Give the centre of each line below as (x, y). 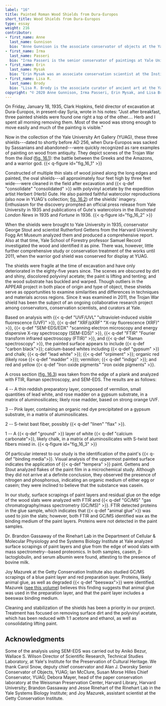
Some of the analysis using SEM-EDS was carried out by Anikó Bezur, (76, 651)
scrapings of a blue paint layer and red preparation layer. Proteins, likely (78, 577)
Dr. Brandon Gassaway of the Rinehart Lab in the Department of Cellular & (80, 536)
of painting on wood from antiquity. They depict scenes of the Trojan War (80, 153)
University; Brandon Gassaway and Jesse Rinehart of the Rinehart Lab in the (83, 688)
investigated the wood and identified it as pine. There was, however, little (79, 246)
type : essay (17, 24)
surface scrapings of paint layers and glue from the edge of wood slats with (82, 547)
